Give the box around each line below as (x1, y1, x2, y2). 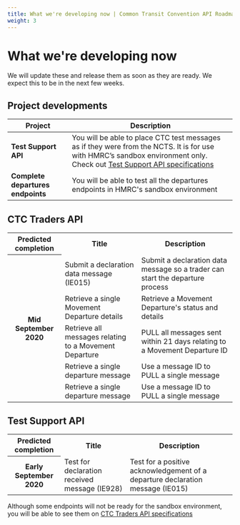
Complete (11, 171, 45, 181)
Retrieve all (64, 322, 102, 332)
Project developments (7, 99, 108, 111)
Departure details (64, 311, 124, 321)
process (141, 282, 169, 292)
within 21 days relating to (141, 336, 226, 346)
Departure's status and (141, 302, 219, 312)
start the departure (141, 272, 205, 282)
